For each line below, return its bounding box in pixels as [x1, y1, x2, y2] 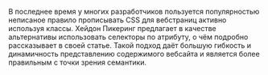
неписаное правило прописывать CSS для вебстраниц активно [8, 15, 227, 25]
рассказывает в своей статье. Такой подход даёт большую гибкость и [8, 41, 252, 50]
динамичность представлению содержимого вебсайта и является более [8, 49, 260, 58]
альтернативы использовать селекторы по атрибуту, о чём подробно [8, 32, 249, 41]
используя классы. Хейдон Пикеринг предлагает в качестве [8, 24, 217, 33]
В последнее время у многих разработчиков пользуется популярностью [8, 7, 260, 16]
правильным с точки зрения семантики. [8, 57, 147, 67]
